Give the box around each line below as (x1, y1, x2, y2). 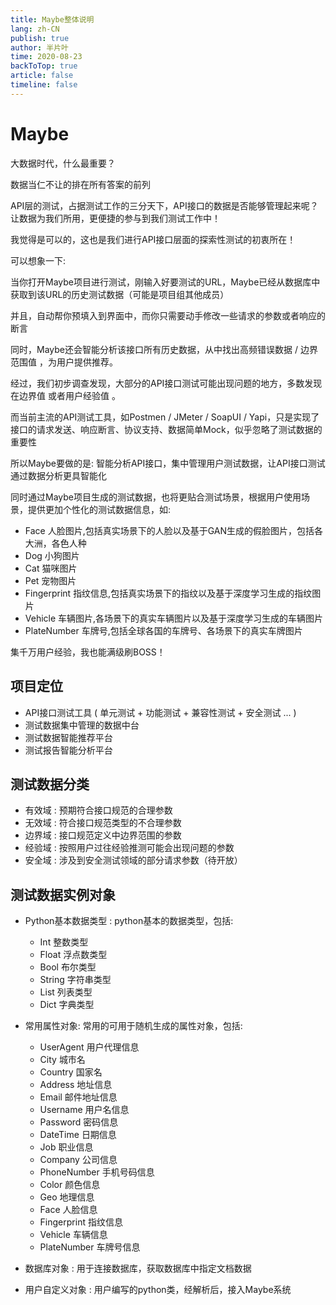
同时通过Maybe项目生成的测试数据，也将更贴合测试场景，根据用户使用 (10, 491, 302, 503)
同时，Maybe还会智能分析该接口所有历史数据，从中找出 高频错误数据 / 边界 (10, 343, 318, 355)
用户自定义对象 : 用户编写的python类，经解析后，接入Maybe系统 (24, 1284, 292, 1296)
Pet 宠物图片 (24, 574, 77, 586)
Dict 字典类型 (39, 999, 95, 1011)
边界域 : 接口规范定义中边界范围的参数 (24, 829, 182, 841)
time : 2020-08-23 (10, 52, 83, 62)
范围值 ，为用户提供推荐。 (10, 356, 118, 368)
